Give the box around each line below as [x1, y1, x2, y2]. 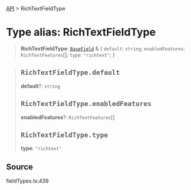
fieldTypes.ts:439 [6, 178, 49, 185]
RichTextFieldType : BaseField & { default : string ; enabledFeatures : [20, 45, 186, 52]
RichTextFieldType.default [20, 68, 120, 77]
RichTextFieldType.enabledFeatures [20, 99, 152, 108]
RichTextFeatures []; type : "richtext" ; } [20, 51, 116, 58]
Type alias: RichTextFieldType [6, 26, 156, 39]
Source [6, 162, 34, 172]
